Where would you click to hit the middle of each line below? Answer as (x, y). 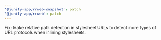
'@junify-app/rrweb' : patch (33, 14)
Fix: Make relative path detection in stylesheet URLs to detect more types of (80, 27)
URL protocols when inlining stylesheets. (45, 32)
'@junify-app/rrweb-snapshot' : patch (43, 9)
